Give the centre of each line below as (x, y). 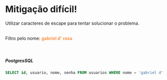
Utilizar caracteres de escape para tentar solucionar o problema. (72, 23)
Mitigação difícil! (41, 9)
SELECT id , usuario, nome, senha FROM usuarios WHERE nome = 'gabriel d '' (86, 72)
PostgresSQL (19, 60)
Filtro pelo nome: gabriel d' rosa (39, 38)
